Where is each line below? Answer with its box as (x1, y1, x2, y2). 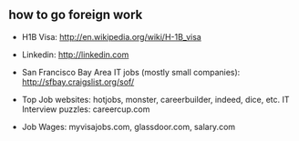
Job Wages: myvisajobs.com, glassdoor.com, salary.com (21, 121, 236, 132)
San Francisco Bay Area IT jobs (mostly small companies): (21, 66, 241, 77)
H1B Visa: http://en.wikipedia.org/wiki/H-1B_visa (21, 31, 201, 42)
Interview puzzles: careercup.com (21, 104, 150, 115)
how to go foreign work (8, 7, 143, 23)
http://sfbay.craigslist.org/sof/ (21, 76, 135, 87)
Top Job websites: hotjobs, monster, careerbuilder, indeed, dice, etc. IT (21, 94, 290, 105)
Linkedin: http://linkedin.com (21, 49, 129, 60)
